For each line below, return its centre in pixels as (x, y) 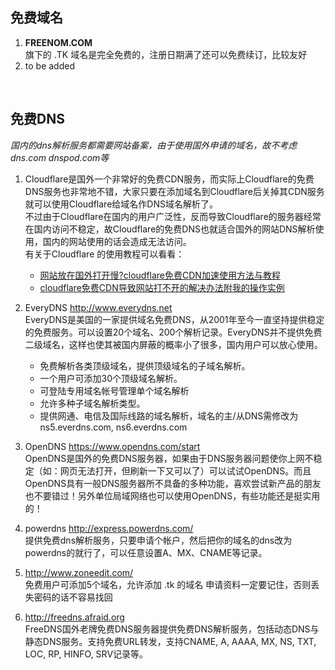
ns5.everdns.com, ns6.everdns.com (113, 427)
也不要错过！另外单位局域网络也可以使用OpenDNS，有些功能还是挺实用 (172, 495)
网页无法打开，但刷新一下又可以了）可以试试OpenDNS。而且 (185, 470)
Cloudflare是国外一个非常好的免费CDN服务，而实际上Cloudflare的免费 (169, 179)
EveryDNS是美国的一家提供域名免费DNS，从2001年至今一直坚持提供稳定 (174, 319)
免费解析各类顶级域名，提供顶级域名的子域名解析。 (145, 365)
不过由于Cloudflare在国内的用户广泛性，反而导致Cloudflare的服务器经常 (173, 216)
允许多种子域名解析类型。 (92, 403)
